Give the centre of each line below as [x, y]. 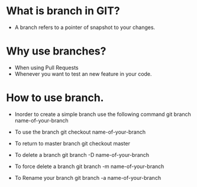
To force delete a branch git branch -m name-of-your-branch [89, 166]
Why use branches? [56, 51]
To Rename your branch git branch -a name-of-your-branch [88, 178]
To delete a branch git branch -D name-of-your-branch [82, 154]
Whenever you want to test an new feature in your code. [83, 74]
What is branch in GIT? [63, 11]
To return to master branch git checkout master [72, 143]
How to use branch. [55, 98]
